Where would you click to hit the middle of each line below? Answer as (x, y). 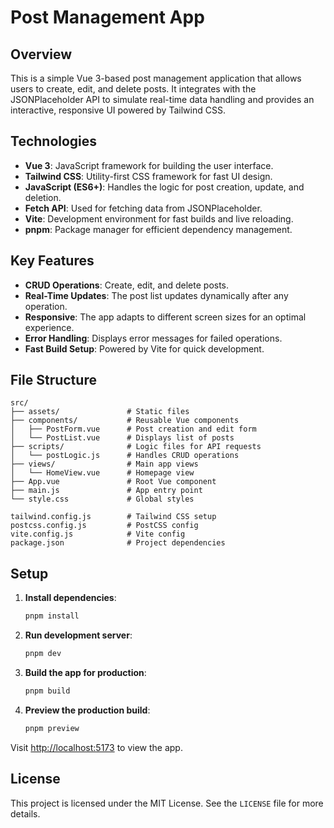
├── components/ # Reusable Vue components (125, 421)
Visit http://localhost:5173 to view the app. (96, 747)
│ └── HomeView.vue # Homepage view (102, 473)
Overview (41, 54)
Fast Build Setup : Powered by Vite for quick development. (144, 348)
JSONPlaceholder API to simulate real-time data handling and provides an (162, 99)
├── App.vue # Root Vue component (113, 482)
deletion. (43, 197)
